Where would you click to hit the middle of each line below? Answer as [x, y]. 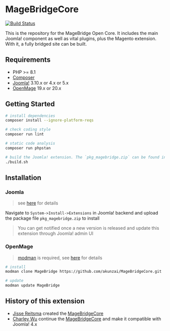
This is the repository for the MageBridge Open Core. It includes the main [82, 33]
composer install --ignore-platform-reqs [50, 120]
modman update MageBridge [32, 285]
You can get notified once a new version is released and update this [88, 228]
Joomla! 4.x [25, 324]
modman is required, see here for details [60, 258]
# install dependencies [30, 116]
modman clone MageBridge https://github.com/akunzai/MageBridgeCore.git [83, 272]
